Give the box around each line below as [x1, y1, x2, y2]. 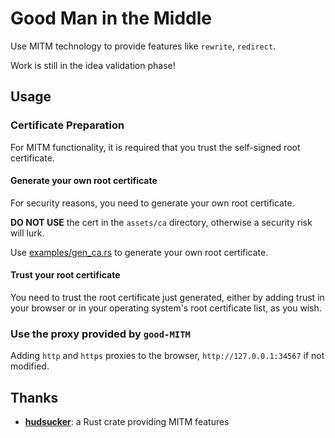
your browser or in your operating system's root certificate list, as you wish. [10, 302, 322, 314]
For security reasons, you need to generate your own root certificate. [10, 197, 295, 209]
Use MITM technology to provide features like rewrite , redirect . [10, 40, 277, 52]
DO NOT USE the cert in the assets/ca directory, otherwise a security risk [10, 216, 313, 228]
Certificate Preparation [10, 118, 125, 132]
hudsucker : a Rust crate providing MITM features [24, 416, 230, 428]
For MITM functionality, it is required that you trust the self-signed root [10, 141, 301, 153]
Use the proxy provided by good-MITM [10, 327, 191, 341]
